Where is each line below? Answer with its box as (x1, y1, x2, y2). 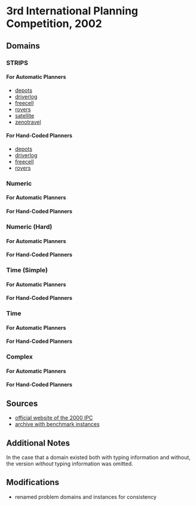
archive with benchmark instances (14, 421, 100, 428)
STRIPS (6, 59, 29, 67)
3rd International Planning (6, 4, 139, 18)
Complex (6, 352, 33, 361)
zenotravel (14, 118, 41, 125)
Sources (6, 398, 38, 409)
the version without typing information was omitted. (6, 460, 133, 467)
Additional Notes (6, 438, 71, 448)
